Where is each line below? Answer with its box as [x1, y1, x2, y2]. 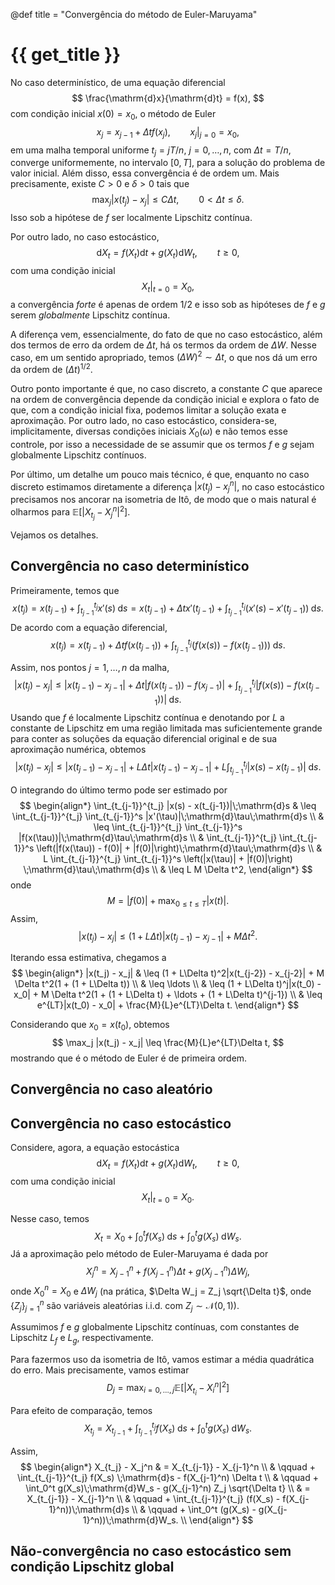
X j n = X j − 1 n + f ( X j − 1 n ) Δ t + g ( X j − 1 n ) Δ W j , [86, 1264, 250, 1279]
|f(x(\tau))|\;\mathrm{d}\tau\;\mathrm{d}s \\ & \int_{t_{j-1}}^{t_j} [18, 831, 278, 843]
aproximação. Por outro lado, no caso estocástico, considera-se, [10, 415, 278, 427]
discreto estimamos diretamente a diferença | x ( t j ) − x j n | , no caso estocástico [10, 479, 325, 495]
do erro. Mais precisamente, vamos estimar [10, 1364, 190, 1376]
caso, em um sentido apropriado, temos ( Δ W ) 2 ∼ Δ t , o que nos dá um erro [10, 349, 318, 363]
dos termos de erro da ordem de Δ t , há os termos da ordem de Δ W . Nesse [10, 339, 317, 351]
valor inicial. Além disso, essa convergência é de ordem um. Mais [10, 167, 280, 179]
